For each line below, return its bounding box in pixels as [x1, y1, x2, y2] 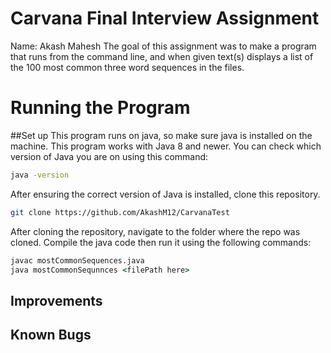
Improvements [10, 292, 103, 309]
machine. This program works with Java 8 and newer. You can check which [10, 140, 322, 152]
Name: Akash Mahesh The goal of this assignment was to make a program [10, 40, 317, 52]
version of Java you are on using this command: [10, 150, 209, 162]
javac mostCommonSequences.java [10, 255, 145, 266]
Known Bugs [10, 327, 92, 344]
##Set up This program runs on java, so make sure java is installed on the [10, 129, 313, 141]
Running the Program [10, 97, 191, 119]
